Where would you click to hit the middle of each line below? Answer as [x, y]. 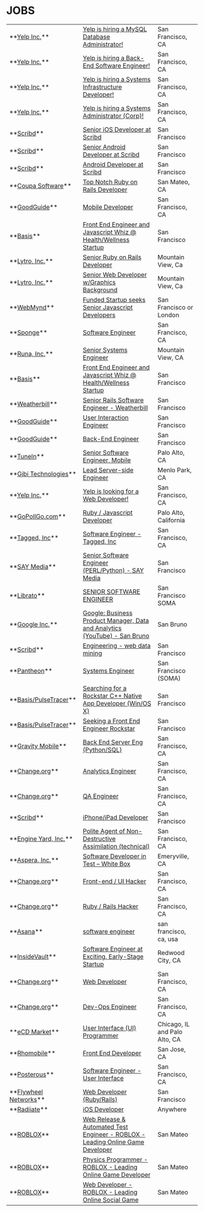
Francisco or [175, 307]
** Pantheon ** [31, 671]
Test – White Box [107, 864]
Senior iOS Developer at [117, 130]
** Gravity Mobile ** [38, 746]
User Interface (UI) [110, 1028]
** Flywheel [26, 1092]
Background [100, 289]
